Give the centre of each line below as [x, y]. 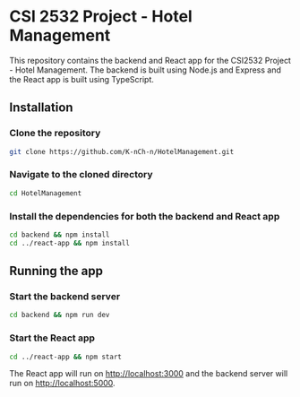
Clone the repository [55, 134]
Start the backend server [65, 297]
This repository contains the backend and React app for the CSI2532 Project [150, 60]
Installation [41, 108]
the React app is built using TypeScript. [82, 79]
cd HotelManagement [46, 193]
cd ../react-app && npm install [69, 243]
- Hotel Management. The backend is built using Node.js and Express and [146, 70]
